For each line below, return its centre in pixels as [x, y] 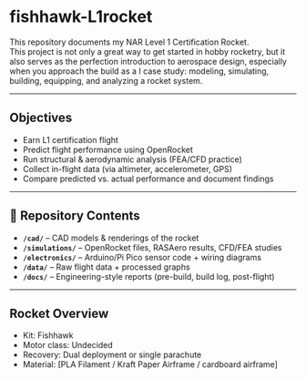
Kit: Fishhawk [48, 335]
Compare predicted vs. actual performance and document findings [148, 179]
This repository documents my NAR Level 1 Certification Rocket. [129, 42]
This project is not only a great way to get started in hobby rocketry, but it [148, 51]
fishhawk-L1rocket [81, 17]
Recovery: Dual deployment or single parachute [112, 355]
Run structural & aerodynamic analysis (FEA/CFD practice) [133, 159]
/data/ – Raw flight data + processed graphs [106, 267]
